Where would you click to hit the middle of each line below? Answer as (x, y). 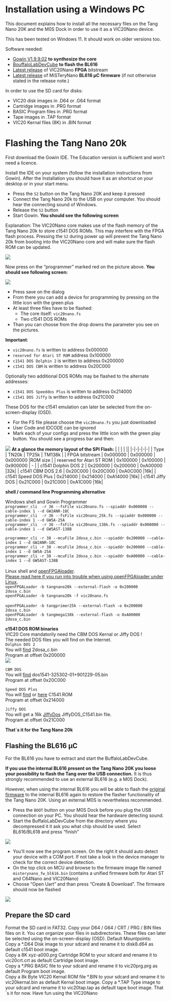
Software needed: (24, 49)
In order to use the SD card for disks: (44, 90)
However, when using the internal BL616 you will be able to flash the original (85, 789)
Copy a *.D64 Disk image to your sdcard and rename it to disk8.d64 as (79, 944)
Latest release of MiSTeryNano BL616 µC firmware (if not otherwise (84, 75)
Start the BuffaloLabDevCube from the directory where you (75, 821)
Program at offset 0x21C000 (35, 720)
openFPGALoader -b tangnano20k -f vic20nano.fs (57, 596)
